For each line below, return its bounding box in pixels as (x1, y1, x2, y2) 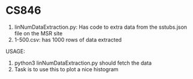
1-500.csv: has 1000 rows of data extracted (14, 36, 122, 43)
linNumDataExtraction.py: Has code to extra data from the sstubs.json (14, 23, 187, 31)
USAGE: (5, 47, 25, 54)
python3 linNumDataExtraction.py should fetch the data (14, 59, 152, 66)
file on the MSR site (14, 29, 63, 37)
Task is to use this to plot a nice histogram (14, 65, 119, 72)
